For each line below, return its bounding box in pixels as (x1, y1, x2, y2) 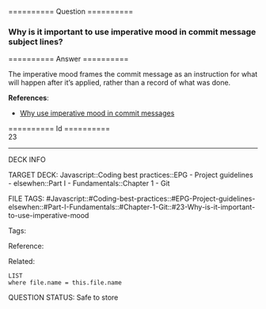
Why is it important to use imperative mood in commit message (8, 26, 256, 37)
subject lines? (8, 36, 63, 47)
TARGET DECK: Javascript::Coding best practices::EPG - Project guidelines (8, 170, 253, 180)
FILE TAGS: (8, 194, 45, 204)
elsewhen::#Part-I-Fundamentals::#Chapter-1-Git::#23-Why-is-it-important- (8, 202, 256, 212)
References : (8, 93, 49, 103)
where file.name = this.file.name (8, 279, 123, 287)
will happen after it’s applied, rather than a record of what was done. (8, 78, 231, 88)
